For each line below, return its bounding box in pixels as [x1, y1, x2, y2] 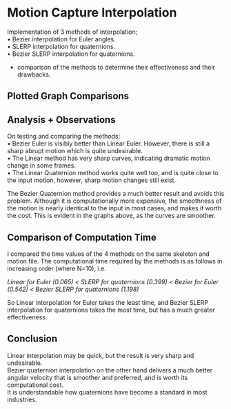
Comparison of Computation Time [7, 231, 157, 243]
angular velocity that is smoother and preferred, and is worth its [7, 373, 188, 381]
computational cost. [7, 381, 64, 389]
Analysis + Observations [7, 114, 116, 126]
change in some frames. [7, 161, 77, 170]
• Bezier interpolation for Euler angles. [7, 34, 116, 43]
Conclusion [7, 333, 58, 345]
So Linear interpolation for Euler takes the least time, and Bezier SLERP [7, 298, 209, 306]
